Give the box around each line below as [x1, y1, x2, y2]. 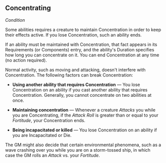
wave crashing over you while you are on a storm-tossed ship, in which [5, 147, 151, 153]
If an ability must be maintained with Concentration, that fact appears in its [5, 41, 158, 47]
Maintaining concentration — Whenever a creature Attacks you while [12, 107, 156, 113]
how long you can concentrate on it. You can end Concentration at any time [5, 52, 160, 58]
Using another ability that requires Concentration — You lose [12, 81, 140, 87]
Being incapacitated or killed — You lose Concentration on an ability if [12, 127, 157, 133]
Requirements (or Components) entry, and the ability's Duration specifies [5, 46, 155, 52]
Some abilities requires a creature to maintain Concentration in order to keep [5, 27, 162, 33]
